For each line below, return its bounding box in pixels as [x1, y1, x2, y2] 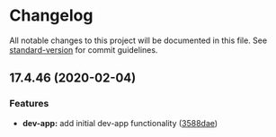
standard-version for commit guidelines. [9, 44, 158, 55]
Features [9, 98, 49, 110]
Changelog [9, 5, 93, 26]
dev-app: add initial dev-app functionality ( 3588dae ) [22, 117, 218, 128]
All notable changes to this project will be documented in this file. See [9, 35, 268, 46]
